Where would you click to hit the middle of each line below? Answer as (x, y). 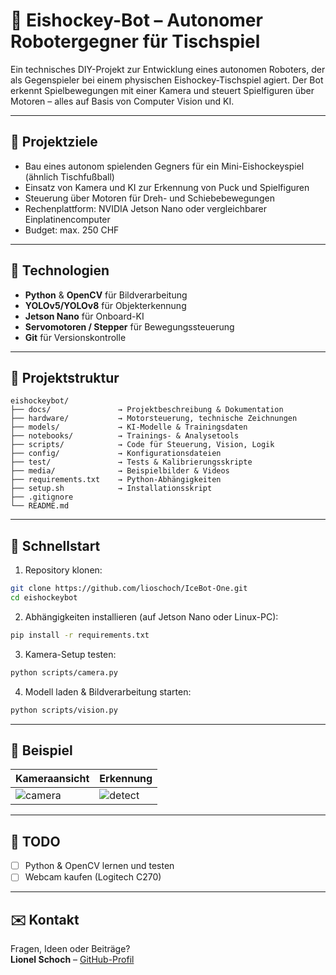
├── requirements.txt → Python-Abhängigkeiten (116, 480)
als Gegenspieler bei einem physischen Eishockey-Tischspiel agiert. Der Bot (167, 80)
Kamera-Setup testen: (70, 654)
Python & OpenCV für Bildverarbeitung (106, 295)
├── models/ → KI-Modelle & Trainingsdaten (129, 427)
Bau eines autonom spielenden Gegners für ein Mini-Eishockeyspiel (164, 166)
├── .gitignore (42, 497)
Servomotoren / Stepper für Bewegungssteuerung (129, 326)
